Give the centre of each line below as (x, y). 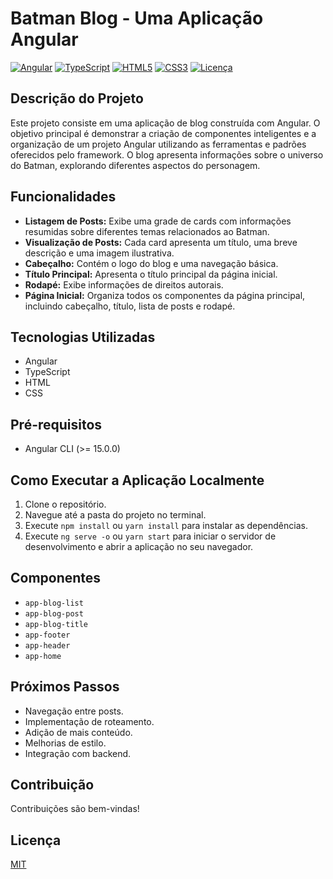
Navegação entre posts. (74, 711)
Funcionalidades (63, 197)
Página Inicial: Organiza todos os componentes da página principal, (165, 295)
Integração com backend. (78, 753)
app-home (43, 656)
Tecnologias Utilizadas (83, 337)
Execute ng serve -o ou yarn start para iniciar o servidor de (150, 536)
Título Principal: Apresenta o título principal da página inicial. (151, 274)
